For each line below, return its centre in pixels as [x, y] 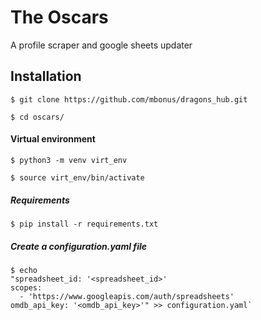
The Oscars [59, 17]
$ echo [24, 270]
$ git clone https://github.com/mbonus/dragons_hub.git [129, 99]
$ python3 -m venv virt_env [69, 160]
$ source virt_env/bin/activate [77, 177]
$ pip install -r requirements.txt [84, 224]
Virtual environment [53, 139]
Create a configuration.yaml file [79, 246]
